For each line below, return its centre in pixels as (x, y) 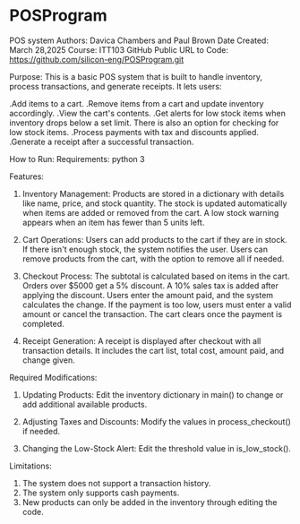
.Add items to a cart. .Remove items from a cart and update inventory (137, 103)
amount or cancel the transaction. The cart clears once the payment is (152, 314)
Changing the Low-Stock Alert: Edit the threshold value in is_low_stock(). (156, 448)
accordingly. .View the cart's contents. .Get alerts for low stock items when (148, 113)
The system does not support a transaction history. (116, 483)
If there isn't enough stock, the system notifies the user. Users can (145, 249)
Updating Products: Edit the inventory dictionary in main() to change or (153, 394)
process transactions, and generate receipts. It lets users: (116, 86)
